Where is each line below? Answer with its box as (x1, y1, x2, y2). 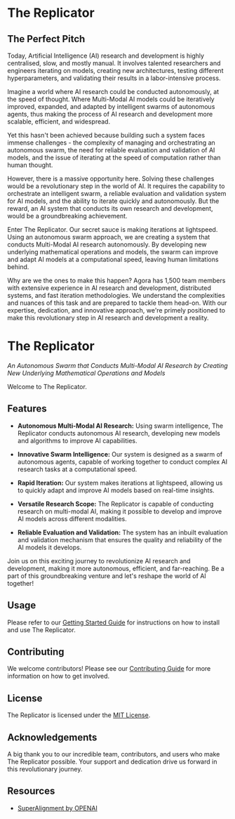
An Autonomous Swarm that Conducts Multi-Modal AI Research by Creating (7, 361, 228, 369)
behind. (7, 263, 29, 271)
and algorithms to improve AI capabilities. (17, 436, 137, 445)
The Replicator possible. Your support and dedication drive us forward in (7, 757, 217, 766)
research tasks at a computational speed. (17, 465, 137, 473)
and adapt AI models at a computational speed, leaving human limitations (7, 255, 219, 263)
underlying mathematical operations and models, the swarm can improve (7, 248, 219, 256)
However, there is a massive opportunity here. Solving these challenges (7, 174, 215, 183)
